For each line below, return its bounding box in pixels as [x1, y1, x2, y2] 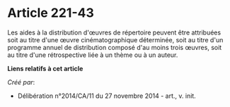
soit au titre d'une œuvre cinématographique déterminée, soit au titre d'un [7, 35, 224, 44]
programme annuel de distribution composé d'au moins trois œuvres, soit [7, 43, 222, 51]
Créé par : [7, 77, 35, 86]
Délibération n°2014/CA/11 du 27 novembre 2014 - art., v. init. [17, 92, 196, 100]
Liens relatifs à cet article [7, 64, 84, 73]
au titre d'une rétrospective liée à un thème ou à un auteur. [7, 51, 178, 59]
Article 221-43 [7, 5, 94, 21]
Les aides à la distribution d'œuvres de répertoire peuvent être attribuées [7, 28, 222, 37]
